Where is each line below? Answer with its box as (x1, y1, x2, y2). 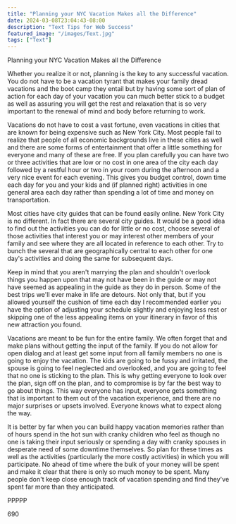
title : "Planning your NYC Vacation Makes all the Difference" (7, 10, 197, 18)
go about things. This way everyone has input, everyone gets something (7, 386, 217, 395)
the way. (7, 409, 32, 418)
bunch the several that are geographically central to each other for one (7, 247, 213, 255)
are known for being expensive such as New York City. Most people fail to (7, 128, 222, 137)
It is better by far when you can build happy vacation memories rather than (7, 422, 224, 431)
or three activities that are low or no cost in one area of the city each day (7, 158, 218, 166)
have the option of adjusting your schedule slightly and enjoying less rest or (7, 305, 228, 314)
